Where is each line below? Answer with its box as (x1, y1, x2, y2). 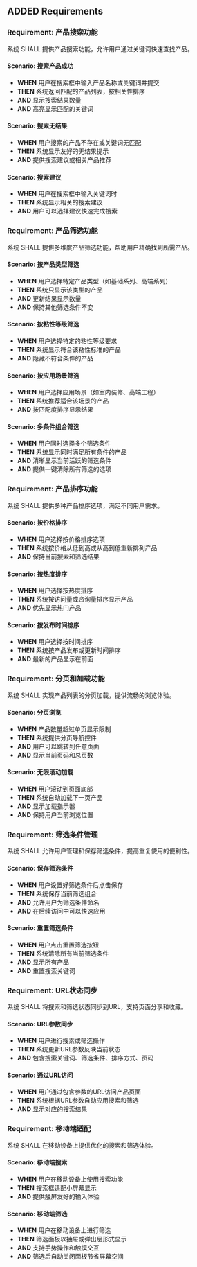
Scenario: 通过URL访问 (7, 1071, 74, 1079)
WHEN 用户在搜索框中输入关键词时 (17, 190, 118, 198)
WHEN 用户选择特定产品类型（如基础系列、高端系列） (17, 277, 171, 285)
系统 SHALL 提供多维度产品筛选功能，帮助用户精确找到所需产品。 (7, 243, 194, 252)
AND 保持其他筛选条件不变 (17, 303, 93, 311)
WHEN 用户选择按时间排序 (17, 638, 93, 646)
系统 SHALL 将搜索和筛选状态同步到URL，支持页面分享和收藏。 (7, 1003, 188, 1011)
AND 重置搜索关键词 (17, 966, 75, 975)
